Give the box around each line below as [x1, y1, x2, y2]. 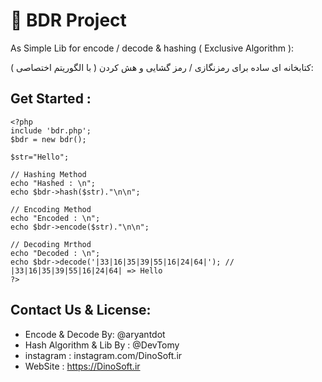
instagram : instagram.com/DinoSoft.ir [24, 349, 183, 361]
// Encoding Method [10, 204, 92, 214]
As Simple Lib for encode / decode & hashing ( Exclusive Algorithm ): [10, 42, 295, 54]
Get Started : [10, 90, 92, 108]
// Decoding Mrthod [10, 239, 92, 249]
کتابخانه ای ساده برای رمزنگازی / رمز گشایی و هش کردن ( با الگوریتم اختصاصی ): [10, 61, 314, 73]
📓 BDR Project [10, 9, 127, 32]
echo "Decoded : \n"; [10, 248, 101, 258]
